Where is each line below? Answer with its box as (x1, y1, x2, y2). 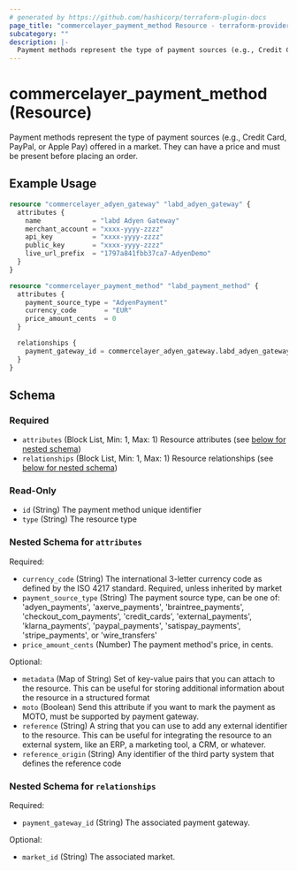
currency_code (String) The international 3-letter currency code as (21, 573, 263, 584)
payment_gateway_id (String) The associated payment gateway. (21, 817, 250, 828)
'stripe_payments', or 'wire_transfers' (21, 630, 157, 640)
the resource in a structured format (21, 691, 150, 703)
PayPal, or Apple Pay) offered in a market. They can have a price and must (9, 141, 281, 152)
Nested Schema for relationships (9, 780, 156, 792)
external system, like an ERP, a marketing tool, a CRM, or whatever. (21, 739, 267, 750)
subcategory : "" (9, 29, 69, 38)
